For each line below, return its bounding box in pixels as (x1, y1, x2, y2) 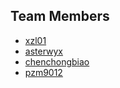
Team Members (10, 8, 110, 25)
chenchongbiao (24, 55, 90, 68)
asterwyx (24, 45, 64, 57)
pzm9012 (24, 66, 63, 78)
